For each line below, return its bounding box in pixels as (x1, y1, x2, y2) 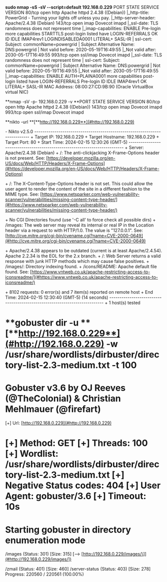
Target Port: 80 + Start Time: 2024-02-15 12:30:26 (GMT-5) (5, 139, 128, 145)
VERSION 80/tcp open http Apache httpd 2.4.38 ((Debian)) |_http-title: (5, 9, 150, 15)
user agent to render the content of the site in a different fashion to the (5, 186, 151, 192)
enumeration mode (5, 535, 86, 546)
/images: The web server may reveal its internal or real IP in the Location (5, 222, 154, 228)
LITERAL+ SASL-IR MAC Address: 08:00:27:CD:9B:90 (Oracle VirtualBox (5, 84, 154, 89)
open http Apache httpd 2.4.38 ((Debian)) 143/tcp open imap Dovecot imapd (5, 104, 163, 110)
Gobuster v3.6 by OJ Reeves (5, 383, 126, 393)
